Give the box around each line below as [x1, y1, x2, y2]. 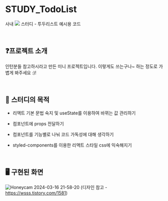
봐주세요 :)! [14, 70, 37, 76]
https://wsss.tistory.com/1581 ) [5, 190, 68, 196]
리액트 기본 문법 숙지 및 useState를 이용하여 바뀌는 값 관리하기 [12, 110, 136, 116]
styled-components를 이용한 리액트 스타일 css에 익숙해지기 [12, 142, 132, 148]
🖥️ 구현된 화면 [5, 168, 44, 176]
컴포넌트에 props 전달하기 [12, 120, 64, 126]
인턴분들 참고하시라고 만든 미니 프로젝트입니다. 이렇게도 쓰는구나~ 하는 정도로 [5, 63, 158, 69]
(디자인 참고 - [80, 184, 107, 190]
